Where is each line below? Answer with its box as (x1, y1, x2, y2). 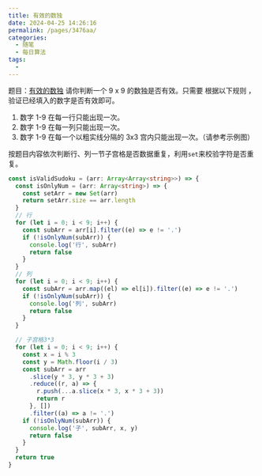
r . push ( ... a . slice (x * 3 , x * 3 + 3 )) (36, 387, 164, 395)
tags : (8, 56, 26, 64)
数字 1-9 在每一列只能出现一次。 (19, 122, 125, 131)
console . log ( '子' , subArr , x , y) (28, 424, 138, 432)
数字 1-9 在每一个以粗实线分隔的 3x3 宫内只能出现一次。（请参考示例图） (19, 132, 255, 142)
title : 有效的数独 (8, 11, 63, 20)
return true (15, 454, 55, 462)
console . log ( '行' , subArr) (28, 240, 117, 249)
